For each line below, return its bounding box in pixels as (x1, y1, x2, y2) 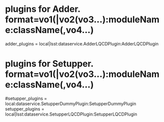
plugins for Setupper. (5, 58, 94, 70)
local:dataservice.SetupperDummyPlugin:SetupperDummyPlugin (5, 100, 136, 107)
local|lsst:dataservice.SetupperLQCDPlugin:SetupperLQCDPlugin (5, 111, 137, 117)
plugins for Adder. (5, 3, 80, 15)
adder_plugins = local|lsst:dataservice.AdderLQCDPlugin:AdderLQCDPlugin (5, 41, 159, 46)
